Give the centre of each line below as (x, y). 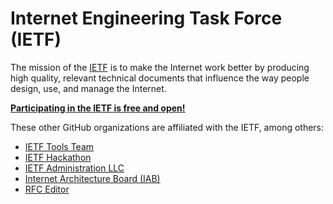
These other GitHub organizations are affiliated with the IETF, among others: (167, 127)
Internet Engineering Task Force (146, 18)
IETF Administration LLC (74, 168)
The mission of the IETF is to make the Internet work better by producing (160, 67)
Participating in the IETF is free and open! (98, 108)
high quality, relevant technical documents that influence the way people (160, 78)
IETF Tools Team (59, 146)
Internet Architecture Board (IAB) (92, 178)
